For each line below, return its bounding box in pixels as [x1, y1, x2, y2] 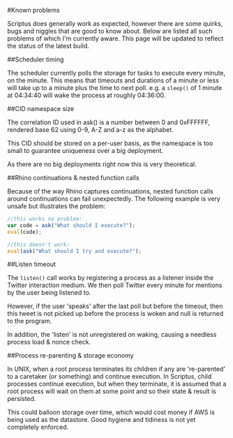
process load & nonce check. [7, 338, 91, 346]
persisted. [7, 395, 36, 403]
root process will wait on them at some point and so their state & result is [7, 387, 216, 395]
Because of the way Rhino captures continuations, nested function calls [7, 187, 214, 195]
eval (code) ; [7, 228, 42, 235]
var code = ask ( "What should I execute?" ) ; [7, 221, 136, 229]
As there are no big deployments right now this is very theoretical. [7, 160, 197, 168]
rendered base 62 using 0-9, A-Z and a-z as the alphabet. [7, 126, 174, 133]
